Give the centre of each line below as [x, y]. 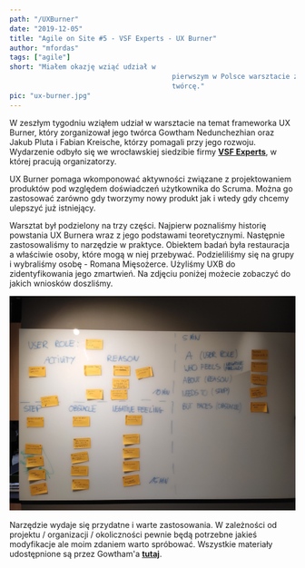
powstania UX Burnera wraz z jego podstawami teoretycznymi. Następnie [148, 235]
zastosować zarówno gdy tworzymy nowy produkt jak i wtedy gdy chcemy [149, 198]
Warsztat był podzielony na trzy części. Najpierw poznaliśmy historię [138, 225]
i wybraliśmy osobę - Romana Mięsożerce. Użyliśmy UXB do [123, 264]
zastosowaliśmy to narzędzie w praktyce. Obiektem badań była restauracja [150, 244]
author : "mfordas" [44, 48]
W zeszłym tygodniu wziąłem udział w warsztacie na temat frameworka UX [150, 122]
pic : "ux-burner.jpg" [50, 95]
